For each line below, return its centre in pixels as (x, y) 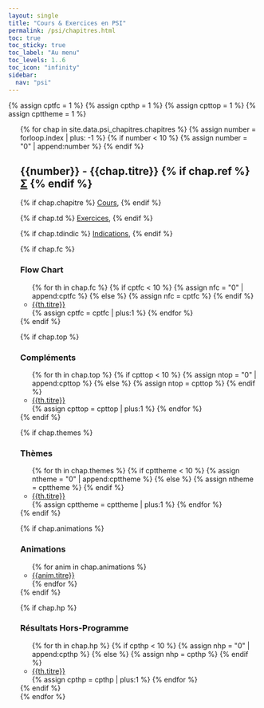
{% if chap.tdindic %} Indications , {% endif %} (96, 234)
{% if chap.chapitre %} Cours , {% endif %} (91, 203)
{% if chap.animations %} (62, 528)
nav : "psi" (33, 82)
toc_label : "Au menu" (44, 53)
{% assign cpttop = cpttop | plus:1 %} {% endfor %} (117, 409)
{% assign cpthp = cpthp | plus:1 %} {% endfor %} (114, 679)
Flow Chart (41, 270)
